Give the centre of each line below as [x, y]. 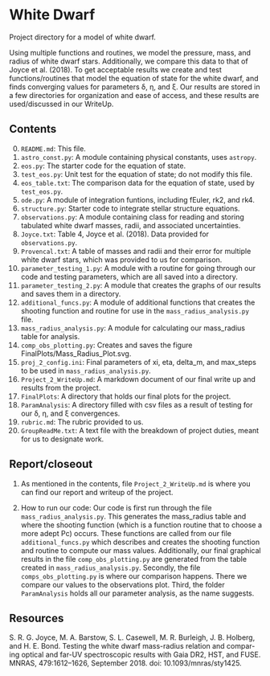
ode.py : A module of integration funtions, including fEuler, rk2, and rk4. [138, 199]
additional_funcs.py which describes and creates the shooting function [140, 542]
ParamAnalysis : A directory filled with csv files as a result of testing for [137, 404]
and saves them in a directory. [71, 293]
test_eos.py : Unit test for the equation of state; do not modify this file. [137, 174]
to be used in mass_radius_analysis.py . [86, 371]
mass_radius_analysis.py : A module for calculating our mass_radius [133, 328]
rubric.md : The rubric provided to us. [82, 422]
